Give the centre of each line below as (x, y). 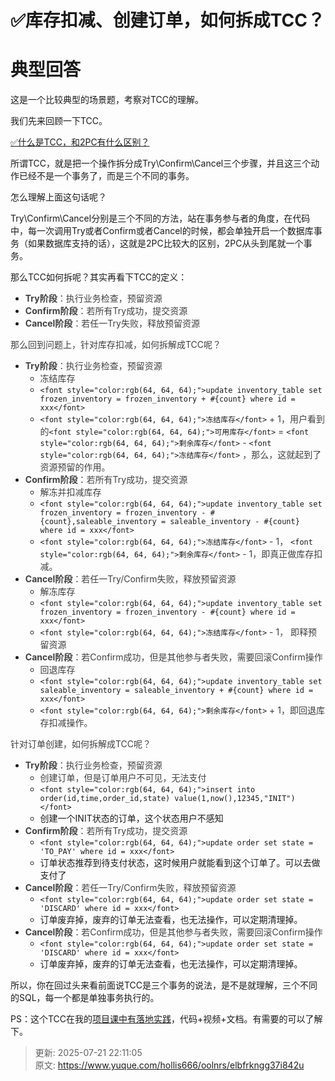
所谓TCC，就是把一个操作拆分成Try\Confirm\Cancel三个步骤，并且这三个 (161, 163)
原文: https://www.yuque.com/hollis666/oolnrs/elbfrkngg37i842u (169, 1065)
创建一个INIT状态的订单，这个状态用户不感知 (131, 818)
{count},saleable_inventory (98, 522)
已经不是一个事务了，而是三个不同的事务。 (106, 176)
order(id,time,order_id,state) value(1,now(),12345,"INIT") (167, 799)
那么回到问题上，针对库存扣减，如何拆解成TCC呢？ (116, 345)
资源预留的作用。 (75, 467)
